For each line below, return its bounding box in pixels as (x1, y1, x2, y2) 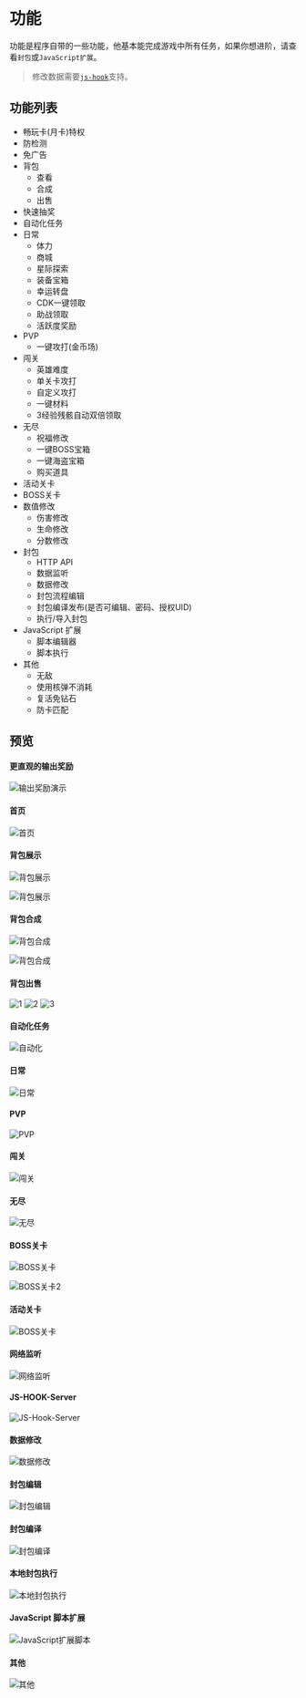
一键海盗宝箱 (36, 455, 85, 466)
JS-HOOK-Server (9, 1392, 77, 1403)
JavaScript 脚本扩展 (9, 1612, 86, 1623)
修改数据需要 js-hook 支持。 (31, 70, 133, 82)
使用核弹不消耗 (36, 681, 93, 692)
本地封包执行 (9, 1568, 57, 1579)
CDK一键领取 (36, 297, 87, 308)
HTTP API (36, 556, 74, 567)
